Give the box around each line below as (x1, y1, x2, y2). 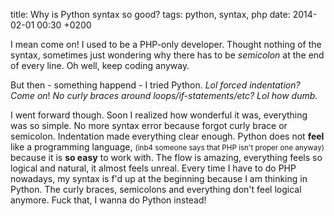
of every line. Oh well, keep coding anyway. (10, 60, 190, 71)
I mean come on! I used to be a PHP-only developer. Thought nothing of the (10, 39, 322, 50)
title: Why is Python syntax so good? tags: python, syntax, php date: (10, 9, 291, 20)
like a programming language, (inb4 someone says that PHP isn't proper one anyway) (10, 141, 325, 153)
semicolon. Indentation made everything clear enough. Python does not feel (10, 130, 325, 142)
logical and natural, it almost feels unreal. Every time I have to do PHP (10, 162, 297, 174)
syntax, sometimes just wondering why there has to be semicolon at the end (10, 49, 325, 61)
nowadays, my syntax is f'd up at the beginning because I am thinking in (10, 173, 308, 184)
